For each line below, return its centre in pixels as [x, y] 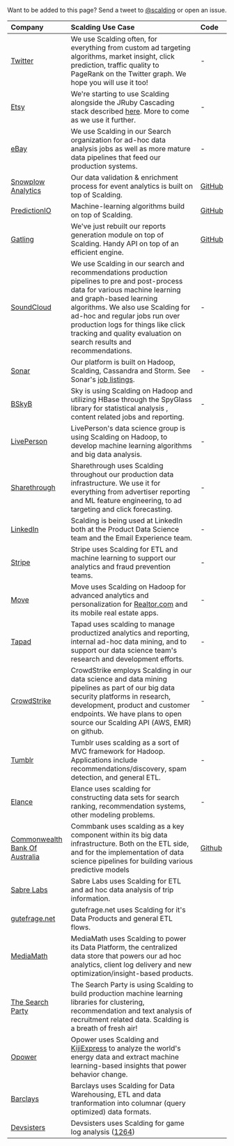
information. [91, 898]
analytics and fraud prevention [120, 567]
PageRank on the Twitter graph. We [128, 74]
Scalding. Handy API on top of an [125, 243]
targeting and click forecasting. [122, 509]
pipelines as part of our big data [123, 688]
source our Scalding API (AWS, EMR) [131, 722]
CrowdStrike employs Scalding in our [131, 670]
